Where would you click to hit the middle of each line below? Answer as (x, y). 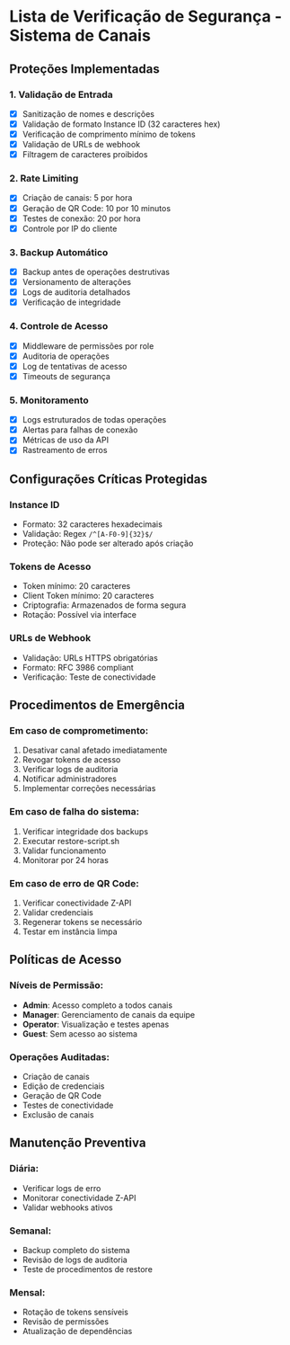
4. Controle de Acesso (59, 326)
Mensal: (27, 1292)
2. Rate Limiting (44, 179)
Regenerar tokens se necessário (82, 922)
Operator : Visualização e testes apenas (96, 1024)
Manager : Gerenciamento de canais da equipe (109, 1014)
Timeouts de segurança (66, 376)
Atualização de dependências (77, 1332)
